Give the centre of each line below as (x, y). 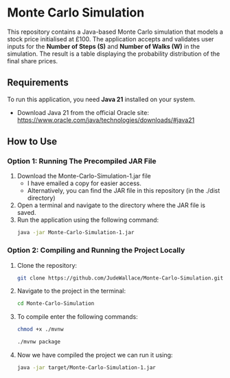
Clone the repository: (47, 265)
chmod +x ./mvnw (40, 329)
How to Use (32, 141)
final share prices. (33, 61)
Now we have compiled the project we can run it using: (95, 355)
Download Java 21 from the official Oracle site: (83, 112)
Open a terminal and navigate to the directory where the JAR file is (111, 205)
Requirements (38, 83)
